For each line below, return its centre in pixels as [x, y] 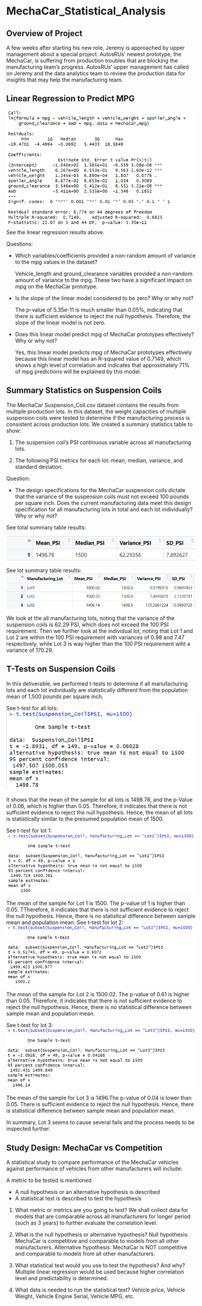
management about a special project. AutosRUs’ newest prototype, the [94, 54]
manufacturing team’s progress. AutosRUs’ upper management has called [98, 67]
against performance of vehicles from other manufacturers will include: [94, 1169]
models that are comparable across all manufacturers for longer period [103, 1217]
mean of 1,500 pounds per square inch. [55, 696]
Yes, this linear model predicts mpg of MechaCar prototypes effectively [103, 352]
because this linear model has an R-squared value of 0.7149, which [98, 358]
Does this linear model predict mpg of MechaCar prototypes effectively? [104, 334]
